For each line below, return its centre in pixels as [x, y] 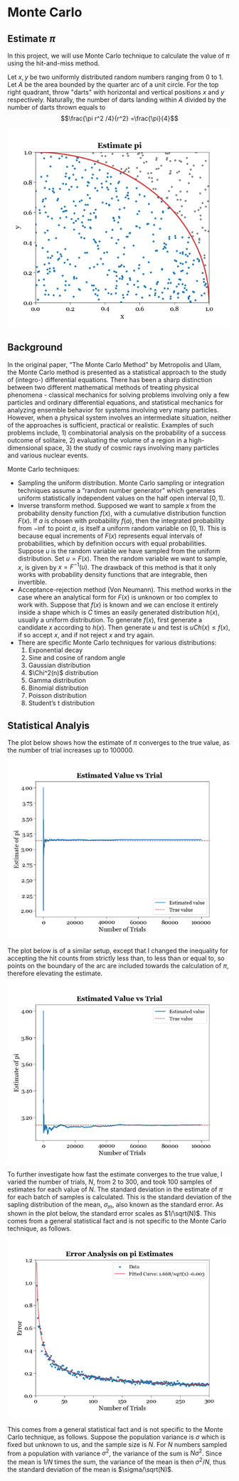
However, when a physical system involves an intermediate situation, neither [119, 418]
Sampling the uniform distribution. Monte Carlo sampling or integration [121, 483]
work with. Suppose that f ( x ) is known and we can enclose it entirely [118, 605]
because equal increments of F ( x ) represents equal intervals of [110, 536]
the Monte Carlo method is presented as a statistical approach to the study [117, 372]
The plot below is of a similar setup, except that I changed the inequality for [118, 951]
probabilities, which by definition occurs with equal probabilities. [112, 543]
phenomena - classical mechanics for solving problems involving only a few [118, 395]
